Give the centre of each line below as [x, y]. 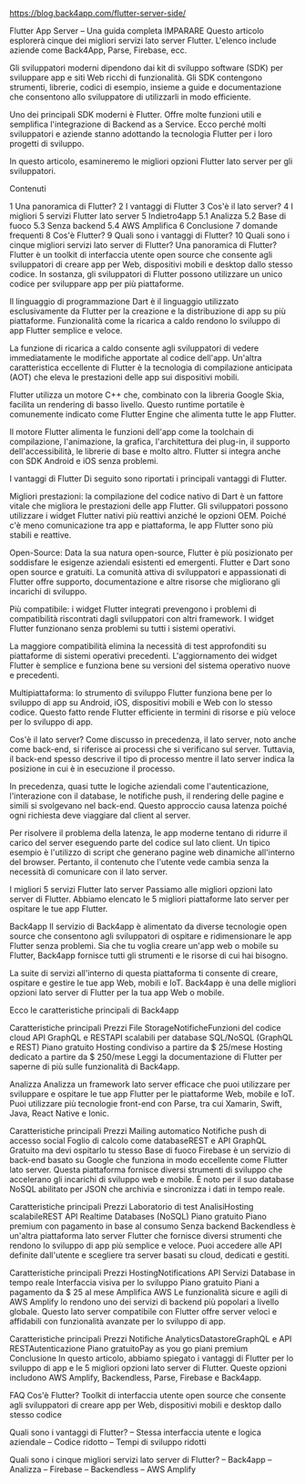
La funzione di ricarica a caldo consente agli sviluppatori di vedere [134, 348]
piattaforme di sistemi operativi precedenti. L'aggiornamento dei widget [143, 656]
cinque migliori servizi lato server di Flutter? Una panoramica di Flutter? [143, 245]
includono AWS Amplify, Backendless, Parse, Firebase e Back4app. [136, 1377]
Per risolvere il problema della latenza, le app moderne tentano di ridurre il [148, 833]
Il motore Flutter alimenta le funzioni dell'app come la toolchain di [132, 432]
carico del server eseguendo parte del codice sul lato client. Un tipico [140, 843]
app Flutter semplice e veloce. [66, 330]
